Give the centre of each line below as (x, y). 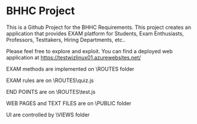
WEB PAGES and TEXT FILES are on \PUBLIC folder (69, 103)
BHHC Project (41, 11)
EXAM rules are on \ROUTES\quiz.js (50, 80)
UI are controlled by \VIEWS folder (48, 115)
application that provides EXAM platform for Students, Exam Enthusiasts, (95, 33)
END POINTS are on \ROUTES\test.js (51, 92)
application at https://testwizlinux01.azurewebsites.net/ (74, 57)
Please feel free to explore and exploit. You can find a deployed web (90, 51)
